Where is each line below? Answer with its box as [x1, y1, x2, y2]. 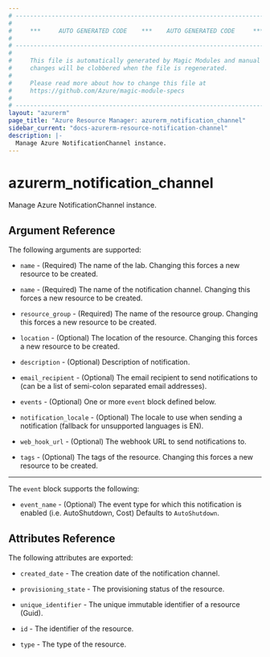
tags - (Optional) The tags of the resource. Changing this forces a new [19, 452, 253, 462]
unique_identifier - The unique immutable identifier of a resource [19, 600, 240, 609]
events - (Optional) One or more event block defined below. [19, 397, 217, 407]
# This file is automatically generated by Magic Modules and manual [8, 57, 261, 65]
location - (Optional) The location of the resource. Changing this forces [19, 333, 259, 343]
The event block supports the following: [8, 484, 140, 494]
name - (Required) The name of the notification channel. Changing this [19, 285, 251, 295]
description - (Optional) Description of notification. [19, 357, 190, 367]
